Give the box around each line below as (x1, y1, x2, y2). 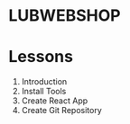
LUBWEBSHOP (8, 5, 121, 26)
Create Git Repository (21, 105, 103, 116)
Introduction (21, 76, 68, 87)
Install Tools (21, 86, 67, 97)
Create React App (21, 95, 88, 106)
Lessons (8, 47, 74, 67)
